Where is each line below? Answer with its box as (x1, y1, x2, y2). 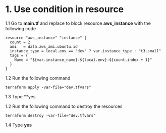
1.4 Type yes (5, 122, 32, 128)
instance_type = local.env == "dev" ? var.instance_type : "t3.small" (10, 48, 161, 53)
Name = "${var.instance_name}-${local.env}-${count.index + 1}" (14, 57, 152, 62)
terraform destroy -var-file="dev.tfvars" (5, 113, 96, 118)
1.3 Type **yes (5, 93, 36, 99)
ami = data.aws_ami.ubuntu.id (10, 44, 78, 49)
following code (5, 25, 36, 31)
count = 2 (10, 39, 30, 45)
